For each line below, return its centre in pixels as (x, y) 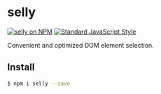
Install (21, 67)
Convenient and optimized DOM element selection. (80, 45)
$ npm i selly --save (39, 83)
